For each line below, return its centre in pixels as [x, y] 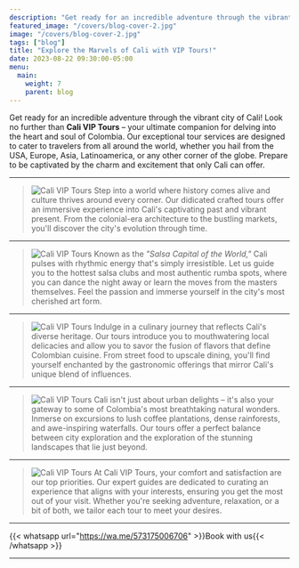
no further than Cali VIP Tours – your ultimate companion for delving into [143, 126]
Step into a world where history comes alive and [182, 190]
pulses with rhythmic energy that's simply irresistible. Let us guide [152, 263]
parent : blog [49, 92]
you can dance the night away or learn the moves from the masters [154, 282]
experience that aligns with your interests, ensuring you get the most [157, 491]
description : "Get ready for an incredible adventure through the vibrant [151, 17]
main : [28, 76]
